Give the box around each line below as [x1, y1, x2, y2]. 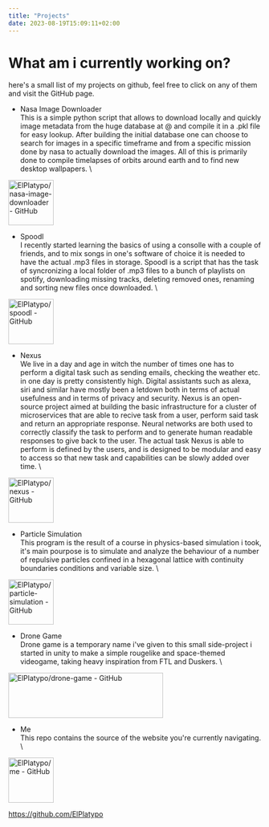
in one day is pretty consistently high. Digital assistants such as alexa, [19, 377, 251, 386]
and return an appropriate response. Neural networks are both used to [19, 419, 253, 429]
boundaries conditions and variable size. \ [19, 564, 159, 573]
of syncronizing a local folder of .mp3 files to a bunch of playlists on [19, 266, 246, 275]
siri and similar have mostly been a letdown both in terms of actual [19, 385, 240, 394]
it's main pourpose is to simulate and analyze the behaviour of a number [19, 547, 259, 556]
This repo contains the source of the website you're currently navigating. [19, 733, 262, 743]
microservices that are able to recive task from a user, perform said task [19, 410, 259, 420]
